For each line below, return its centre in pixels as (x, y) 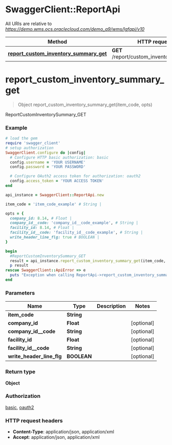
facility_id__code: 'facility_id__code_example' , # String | (77, 232)
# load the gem (21, 139)
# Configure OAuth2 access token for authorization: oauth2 (75, 176)
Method (58, 41)
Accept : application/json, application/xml (56, 437)
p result (19, 266)
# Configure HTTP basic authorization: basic (59, 157)
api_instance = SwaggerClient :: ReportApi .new (55, 195)
